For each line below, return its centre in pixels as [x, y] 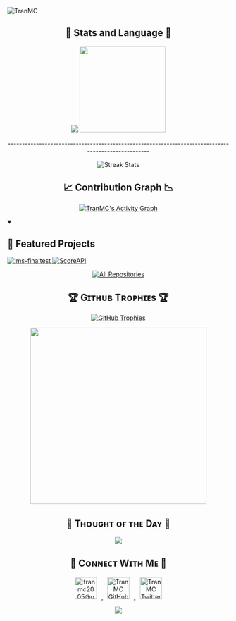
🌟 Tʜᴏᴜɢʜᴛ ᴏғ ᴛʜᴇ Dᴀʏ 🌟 [118, 523]
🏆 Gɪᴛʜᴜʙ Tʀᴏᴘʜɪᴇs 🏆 [118, 297]
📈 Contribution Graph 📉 [118, 188]
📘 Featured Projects [51, 244]
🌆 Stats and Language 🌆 [118, 33]
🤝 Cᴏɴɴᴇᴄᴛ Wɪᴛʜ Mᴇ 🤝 [118, 564]
